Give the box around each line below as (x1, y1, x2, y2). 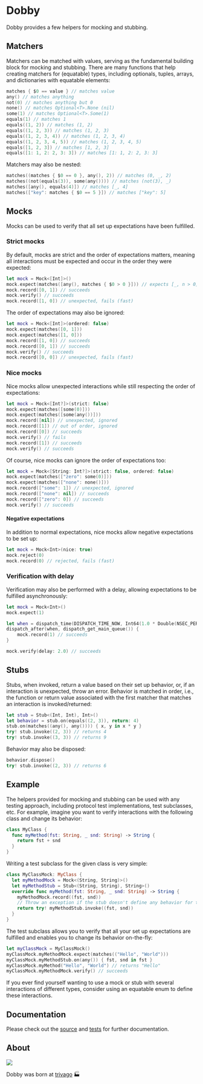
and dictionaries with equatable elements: (6, 76, 111, 83)
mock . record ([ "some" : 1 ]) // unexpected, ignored (6, 485, 134, 492)
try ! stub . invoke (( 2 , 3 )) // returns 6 (6, 762, 107, 768)
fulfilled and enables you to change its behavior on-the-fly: (6, 933, 153, 941)
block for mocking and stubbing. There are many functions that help (6, 63, 176, 71)
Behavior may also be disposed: (6, 745, 86, 753)
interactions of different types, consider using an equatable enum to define (6, 985, 193, 993)
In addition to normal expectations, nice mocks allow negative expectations (6, 528, 193, 536)
